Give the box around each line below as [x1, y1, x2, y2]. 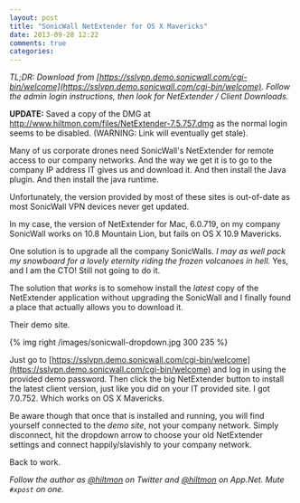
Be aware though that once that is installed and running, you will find [9, 411, 265, 422]
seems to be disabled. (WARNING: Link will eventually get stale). [9, 128, 248, 138]
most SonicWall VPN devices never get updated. [9, 201, 190, 213]
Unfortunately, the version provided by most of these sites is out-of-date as [9, 192, 291, 203]
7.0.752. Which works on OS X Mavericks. [9, 393, 165, 403]
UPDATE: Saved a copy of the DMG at [9, 109, 151, 119]
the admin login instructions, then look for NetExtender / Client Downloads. [9, 91, 289, 102]
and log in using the [212, 364, 286, 375]
